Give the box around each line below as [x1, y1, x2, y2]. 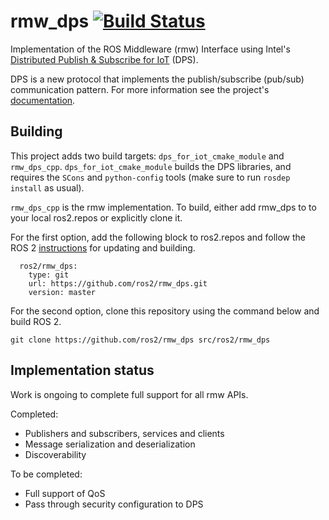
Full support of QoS [24, 487, 106, 499]
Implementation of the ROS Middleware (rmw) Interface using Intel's [10, 43, 291, 55]
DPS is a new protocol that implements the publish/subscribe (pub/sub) [10, 73, 305, 85]
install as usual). [10, 181, 85, 194]
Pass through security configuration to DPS [24, 498, 204, 510]
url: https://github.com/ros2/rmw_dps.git [28, 278, 208, 289]
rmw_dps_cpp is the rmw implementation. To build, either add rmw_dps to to [10, 201, 317, 213]
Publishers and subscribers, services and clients [24, 427, 225, 439]
